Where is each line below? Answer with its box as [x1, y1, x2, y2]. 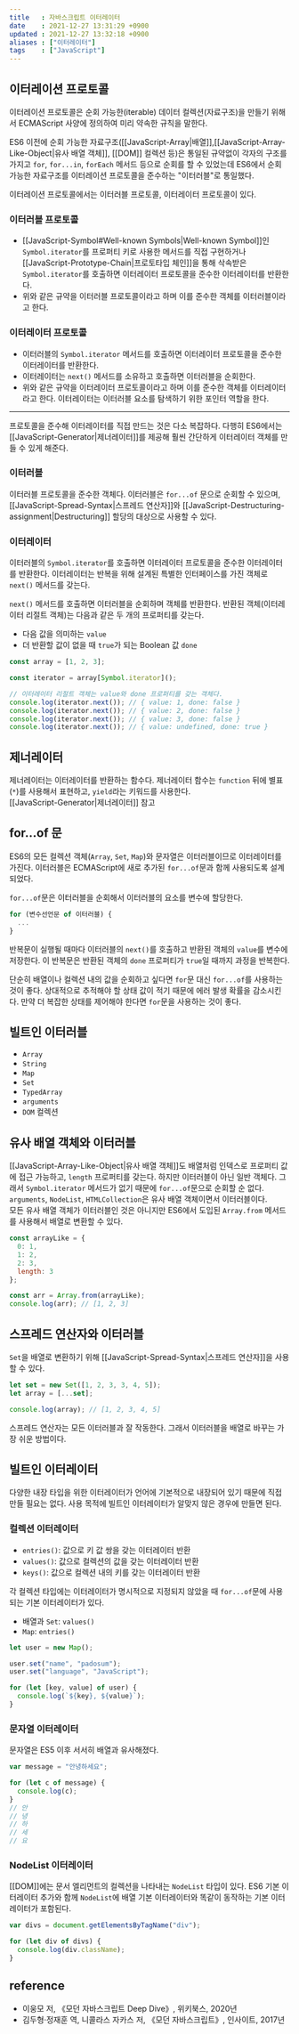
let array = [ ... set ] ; [9, 1389, 93, 1398]
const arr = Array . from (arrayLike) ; [9, 1292, 145, 1301]
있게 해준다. [28, 442, 69, 453]
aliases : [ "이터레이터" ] [9, 37, 96, 47]
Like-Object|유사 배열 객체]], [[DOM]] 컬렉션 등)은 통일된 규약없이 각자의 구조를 [9, 148, 287, 158]
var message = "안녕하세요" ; [9, 1763, 109, 1771]
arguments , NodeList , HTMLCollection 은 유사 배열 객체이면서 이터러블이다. [9, 1194, 268, 1204]
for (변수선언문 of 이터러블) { [9, 910, 113, 919]
